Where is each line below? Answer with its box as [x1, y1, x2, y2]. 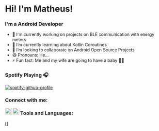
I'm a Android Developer [5, 21, 64, 28]
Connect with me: [5, 97, 48, 103]
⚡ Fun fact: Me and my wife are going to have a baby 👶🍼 [12, 58, 125, 63]
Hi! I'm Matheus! [5, 3, 73, 15]
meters [12, 37, 27, 43]
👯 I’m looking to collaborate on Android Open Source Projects [12, 47, 135, 53]
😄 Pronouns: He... [12, 52, 49, 58]
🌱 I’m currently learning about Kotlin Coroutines [12, 42, 107, 48]
